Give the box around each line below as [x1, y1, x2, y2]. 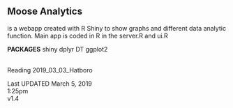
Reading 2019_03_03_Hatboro [7, 65, 93, 74]
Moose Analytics [7, 6, 82, 17]
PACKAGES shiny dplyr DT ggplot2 [7, 45, 108, 53]
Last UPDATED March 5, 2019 [7, 79, 93, 88]
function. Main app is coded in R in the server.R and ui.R [7, 31, 169, 40]
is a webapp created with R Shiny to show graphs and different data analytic [7, 24, 227, 32]
